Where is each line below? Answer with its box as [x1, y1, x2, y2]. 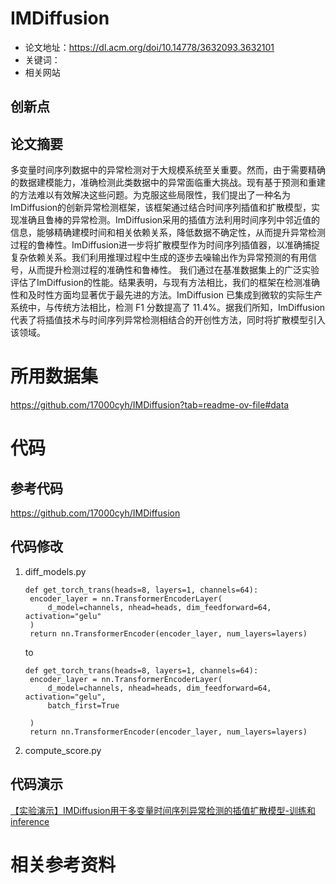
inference [10, 815, 50, 827]
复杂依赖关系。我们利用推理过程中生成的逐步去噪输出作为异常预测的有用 [10, 252, 308, 264]
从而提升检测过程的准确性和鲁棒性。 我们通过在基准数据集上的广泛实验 [27, 264, 320, 276]
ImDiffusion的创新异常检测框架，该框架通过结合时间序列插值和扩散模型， [10, 202, 312, 214]
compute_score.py [24, 744, 102, 756]
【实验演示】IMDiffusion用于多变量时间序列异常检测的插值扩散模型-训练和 [10, 804, 316, 816]
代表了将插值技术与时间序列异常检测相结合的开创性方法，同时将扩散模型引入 [10, 314, 326, 326]
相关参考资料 [10, 853, 117, 876]
